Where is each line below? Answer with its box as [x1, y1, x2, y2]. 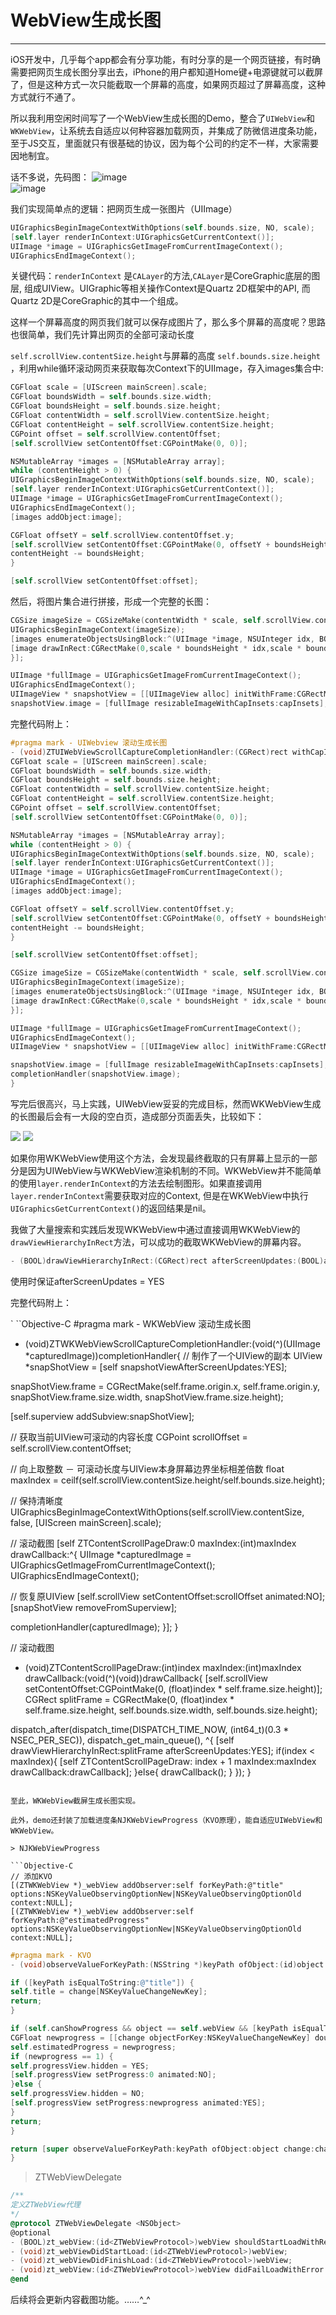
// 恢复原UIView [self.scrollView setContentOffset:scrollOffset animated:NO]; [10, 1590, 326, 1602]
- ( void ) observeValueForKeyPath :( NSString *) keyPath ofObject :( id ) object [10, 1959, 325, 1970]
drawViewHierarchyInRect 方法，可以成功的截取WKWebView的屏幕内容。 [10, 1236, 307, 1248]
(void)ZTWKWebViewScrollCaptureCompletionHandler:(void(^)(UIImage [24, 1337, 321, 1350]
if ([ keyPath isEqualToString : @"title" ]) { [10, 1977, 195, 1988]
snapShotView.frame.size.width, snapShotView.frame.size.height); [10, 1391, 284, 1403]
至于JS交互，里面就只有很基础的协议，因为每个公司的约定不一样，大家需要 [10, 137, 319, 149]
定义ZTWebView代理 [10, 2200, 81, 2210]
